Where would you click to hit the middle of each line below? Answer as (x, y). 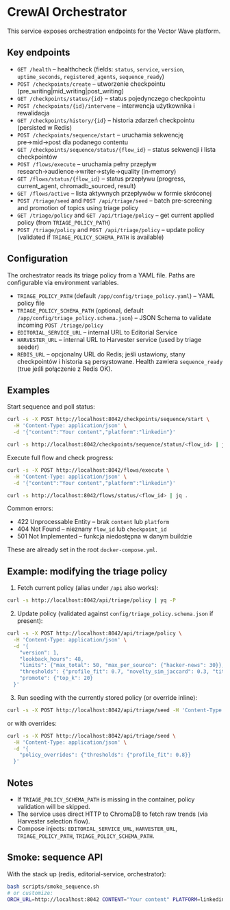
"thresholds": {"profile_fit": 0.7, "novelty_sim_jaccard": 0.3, (115, 672)
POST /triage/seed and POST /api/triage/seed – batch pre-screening (114, 201)
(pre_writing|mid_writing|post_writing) (71, 91)
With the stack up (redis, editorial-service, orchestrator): (87, 874)
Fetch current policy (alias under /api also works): (88, 588)
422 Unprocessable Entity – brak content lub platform (93, 522)
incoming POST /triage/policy (60, 325)
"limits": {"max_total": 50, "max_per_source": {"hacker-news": (113, 666)
